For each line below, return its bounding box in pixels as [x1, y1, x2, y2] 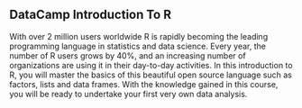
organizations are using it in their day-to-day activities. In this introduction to [9, 59, 293, 70]
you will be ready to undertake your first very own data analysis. [9, 88, 248, 99]
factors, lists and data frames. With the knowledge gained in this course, [9, 78, 279, 89]
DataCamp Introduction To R [9, 7, 172, 22]
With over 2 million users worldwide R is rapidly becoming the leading [9, 31, 269, 41]
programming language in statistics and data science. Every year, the [9, 40, 266, 51]
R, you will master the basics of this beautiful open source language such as [9, 69, 293, 80]
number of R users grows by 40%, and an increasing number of [9, 49, 246, 61]
